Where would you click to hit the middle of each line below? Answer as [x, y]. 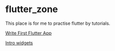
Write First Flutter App [29, 33]
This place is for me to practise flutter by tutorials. [58, 23]
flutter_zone [32, 9]
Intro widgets [19, 43]
